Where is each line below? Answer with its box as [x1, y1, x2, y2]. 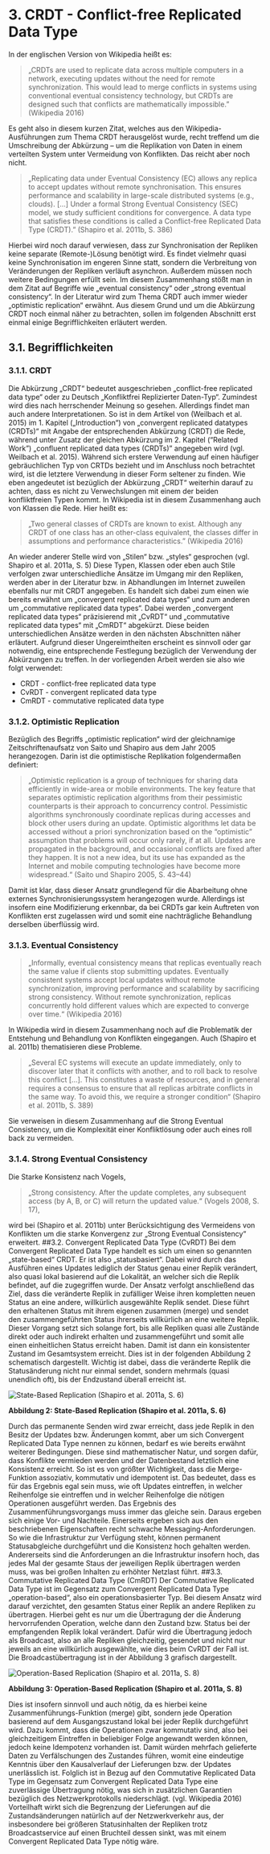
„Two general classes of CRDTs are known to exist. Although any [27, 518, 243, 529]
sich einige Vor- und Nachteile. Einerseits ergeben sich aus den [8, 1515, 219, 1525]
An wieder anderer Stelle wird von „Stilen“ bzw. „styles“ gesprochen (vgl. [8, 551, 250, 561]
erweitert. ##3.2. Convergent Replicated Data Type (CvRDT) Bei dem [8, 1237, 236, 1247]
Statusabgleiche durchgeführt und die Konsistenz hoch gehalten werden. [8, 1541, 251, 1551]
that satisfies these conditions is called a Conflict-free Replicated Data [27, 216, 261, 226]
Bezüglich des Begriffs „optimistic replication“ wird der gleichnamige [8, 734, 235, 743]
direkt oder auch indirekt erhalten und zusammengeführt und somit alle [8, 1332, 244, 1341]
